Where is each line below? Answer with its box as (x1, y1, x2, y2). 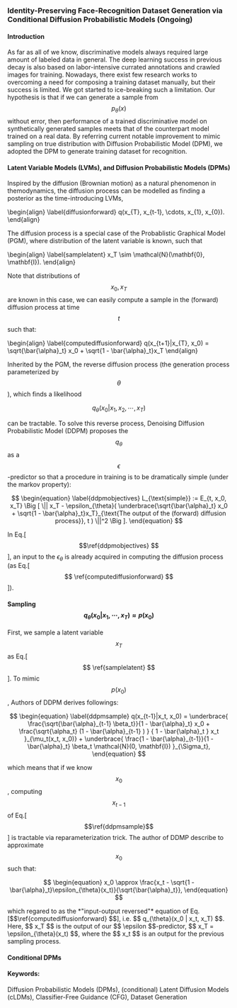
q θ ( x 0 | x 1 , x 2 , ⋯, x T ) (91, 403, 146, 413)
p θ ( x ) (111, 104, 127, 114)
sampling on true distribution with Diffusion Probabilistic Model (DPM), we (7, 139, 223, 147)
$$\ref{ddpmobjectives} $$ (79, 541, 159, 549)
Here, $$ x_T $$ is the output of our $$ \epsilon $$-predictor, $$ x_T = (7, 922, 214, 931)
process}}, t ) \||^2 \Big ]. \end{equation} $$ (54, 516, 183, 525)
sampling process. (7, 937, 62, 946)
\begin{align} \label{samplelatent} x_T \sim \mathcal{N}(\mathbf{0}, (7, 250, 205, 259)
